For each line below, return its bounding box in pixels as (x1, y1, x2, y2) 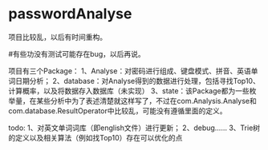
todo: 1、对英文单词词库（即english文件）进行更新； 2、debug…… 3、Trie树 (8, 123, 261, 132)
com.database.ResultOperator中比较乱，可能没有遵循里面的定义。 (8, 105, 227, 116)
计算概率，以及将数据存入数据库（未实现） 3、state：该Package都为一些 (8, 85, 250, 96)
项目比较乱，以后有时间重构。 (8, 32, 107, 41)
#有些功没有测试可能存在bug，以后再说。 (8, 49, 146, 58)
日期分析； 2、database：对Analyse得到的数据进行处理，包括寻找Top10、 (14, 76, 261, 85)
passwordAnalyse (8, 5, 132, 23)
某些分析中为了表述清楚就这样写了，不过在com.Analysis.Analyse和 (35, 96, 257, 105)
